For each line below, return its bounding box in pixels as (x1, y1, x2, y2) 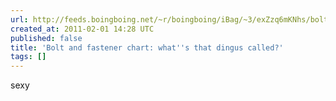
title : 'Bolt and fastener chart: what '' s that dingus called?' (10, 42, 284, 53)
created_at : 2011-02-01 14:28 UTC (10, 24, 155, 34)
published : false (10, 33, 83, 43)
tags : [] (10, 52, 47, 62)
